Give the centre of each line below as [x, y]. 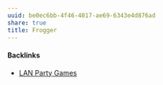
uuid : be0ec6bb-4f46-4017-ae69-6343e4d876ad [81, 15]
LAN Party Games [48, 72]
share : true [27, 23]
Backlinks [24, 55]
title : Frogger [32, 30]
